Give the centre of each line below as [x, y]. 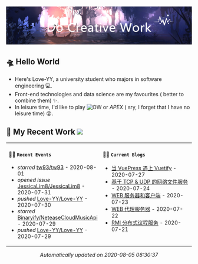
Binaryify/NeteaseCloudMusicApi [58, 218]
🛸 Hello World [33, 62]
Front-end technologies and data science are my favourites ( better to [99, 94]
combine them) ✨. [37, 100]
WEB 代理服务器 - [133, 209]
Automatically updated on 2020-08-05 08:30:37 [99, 255]
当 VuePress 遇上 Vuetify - [144, 168]
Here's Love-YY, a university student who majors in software [88, 79]
